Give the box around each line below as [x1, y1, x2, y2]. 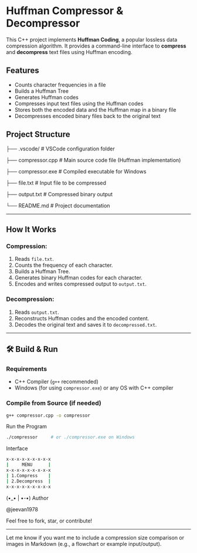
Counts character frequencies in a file [14, 81, 106, 88]
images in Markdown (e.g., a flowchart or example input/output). [6, 540, 162, 547]
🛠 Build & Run [6, 344, 59, 354]
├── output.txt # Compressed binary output [6, 190, 113, 197]
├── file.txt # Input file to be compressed [6, 179, 107, 186]
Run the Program [6, 423, 47, 430]
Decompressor [6, 16, 80, 30]
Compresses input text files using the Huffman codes [14, 100, 144, 107]
